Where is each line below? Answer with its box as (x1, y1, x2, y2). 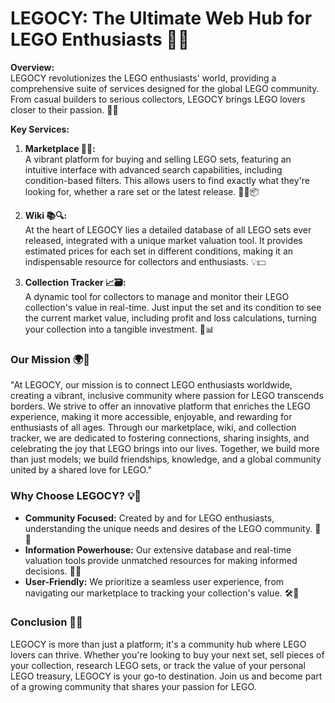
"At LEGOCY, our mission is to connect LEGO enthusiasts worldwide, (10, 379, 293, 391)
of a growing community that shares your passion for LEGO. (10, 680, 257, 692)
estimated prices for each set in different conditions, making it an (24, 245, 294, 257)
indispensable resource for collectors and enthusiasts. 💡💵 (24, 255, 267, 267)
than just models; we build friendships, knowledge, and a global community (10, 453, 322, 466)
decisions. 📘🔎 (24, 565, 82, 577)
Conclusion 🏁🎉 (10, 615, 83, 629)
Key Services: (10, 123, 70, 135)
